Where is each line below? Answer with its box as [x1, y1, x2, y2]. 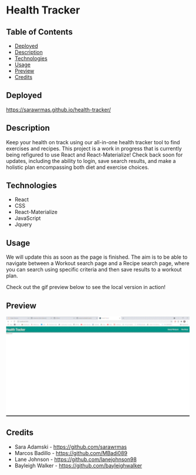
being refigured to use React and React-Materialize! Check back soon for [6, 151, 183, 158]
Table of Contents [6, 27, 73, 37]
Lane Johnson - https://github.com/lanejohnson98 [14, 456, 137, 463]
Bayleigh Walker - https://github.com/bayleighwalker [14, 462, 143, 469]
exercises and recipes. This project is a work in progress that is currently [6, 145, 182, 152]
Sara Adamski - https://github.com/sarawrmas [14, 443, 127, 450]
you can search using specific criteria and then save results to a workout [6, 266, 182, 273]
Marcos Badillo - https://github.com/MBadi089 [14, 449, 128, 456]
